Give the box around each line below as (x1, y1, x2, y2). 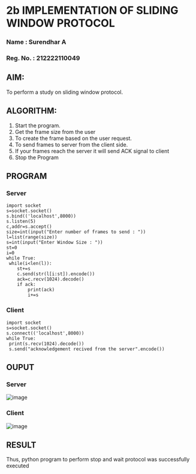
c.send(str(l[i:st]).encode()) (17, 271, 95, 277)
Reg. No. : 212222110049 (6, 54, 80, 62)
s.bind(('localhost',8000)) (6, 213, 77, 219)
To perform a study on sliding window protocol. (6, 88, 123, 96)
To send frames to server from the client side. (14, 141, 128, 148)
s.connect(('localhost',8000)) (6, 330, 85, 336)
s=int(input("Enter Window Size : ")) (6, 240, 103, 246)
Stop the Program (14, 154, 59, 161)
